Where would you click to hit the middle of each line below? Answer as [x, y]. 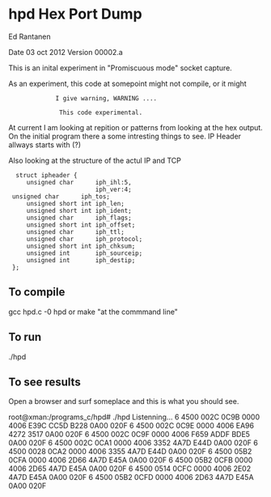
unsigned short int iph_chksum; [81, 246]
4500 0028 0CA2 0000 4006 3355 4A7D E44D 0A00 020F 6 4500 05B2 [130, 452]
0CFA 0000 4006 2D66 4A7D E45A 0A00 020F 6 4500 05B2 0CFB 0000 [131, 460]
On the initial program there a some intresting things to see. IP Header [125, 136]
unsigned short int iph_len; [76, 203]
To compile [37, 292]
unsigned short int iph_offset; [81, 225]
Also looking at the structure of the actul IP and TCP [95, 160]
